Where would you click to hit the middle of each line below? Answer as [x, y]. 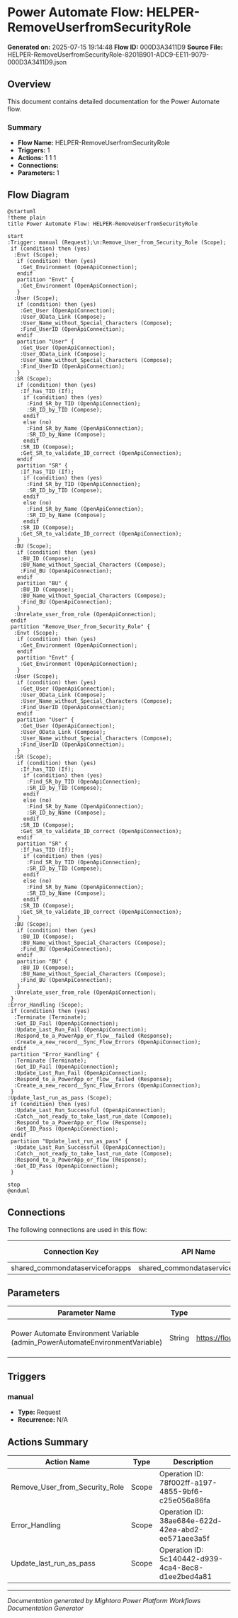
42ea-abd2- [181, 1529]
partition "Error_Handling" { [55, 1054]
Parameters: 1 [38, 173]
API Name [198, 1251]
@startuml [22, 211]
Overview [29, 85]
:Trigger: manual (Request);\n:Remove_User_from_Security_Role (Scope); [117, 242]
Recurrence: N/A [43, 1420]
